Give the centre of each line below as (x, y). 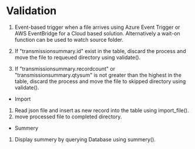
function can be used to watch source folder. (69, 39)
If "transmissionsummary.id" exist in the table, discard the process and (100, 51)
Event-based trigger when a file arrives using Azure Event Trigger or (97, 27)
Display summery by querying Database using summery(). (85, 139)
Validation (31, 11)
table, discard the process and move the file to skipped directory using (100, 81)
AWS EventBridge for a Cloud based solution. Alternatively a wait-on (97, 33)
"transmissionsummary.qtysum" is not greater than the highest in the (98, 75)
